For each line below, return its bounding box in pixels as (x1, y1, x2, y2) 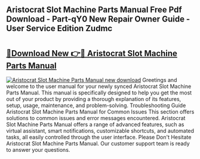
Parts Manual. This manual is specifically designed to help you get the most (6, 89, 192, 96)
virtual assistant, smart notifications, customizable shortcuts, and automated (6, 127, 195, 134)
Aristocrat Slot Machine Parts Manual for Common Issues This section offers (6, 108, 195, 115)
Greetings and (142, 77, 177, 83)
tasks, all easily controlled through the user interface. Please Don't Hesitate (6, 134, 192, 140)
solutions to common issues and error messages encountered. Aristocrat (6, 115, 186, 121)
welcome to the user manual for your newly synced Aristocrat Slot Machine (6, 83, 192, 90)
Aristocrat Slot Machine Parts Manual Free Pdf (6, 5, 182, 15)
